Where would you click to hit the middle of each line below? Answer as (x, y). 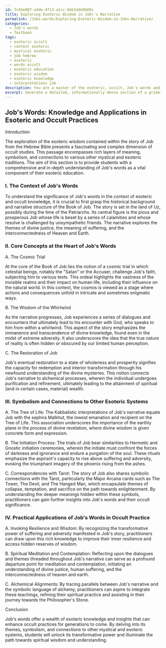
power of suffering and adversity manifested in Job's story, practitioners (79, 533)
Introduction (18, 132)
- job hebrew (23, 56)
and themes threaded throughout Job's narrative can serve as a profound (80, 559)
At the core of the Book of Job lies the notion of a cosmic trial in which (77, 266)
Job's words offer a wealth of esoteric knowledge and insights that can (77, 619)
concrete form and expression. (37, 433)
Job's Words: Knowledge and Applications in (76, 112)
